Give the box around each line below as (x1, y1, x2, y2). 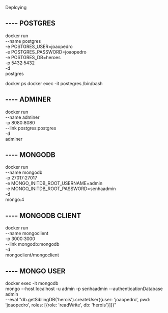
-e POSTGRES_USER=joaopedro (5, 43, 73, 49)
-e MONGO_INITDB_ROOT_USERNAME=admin (5, 180, 103, 187)
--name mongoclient (5, 230, 49, 237)
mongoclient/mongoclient (5, 252, 60, 258)
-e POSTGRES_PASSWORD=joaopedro (5, 48, 87, 55)
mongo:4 (5, 196, 24, 203)
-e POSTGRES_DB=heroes (5, 54, 61, 60)
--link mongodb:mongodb (5, 241, 60, 247)
